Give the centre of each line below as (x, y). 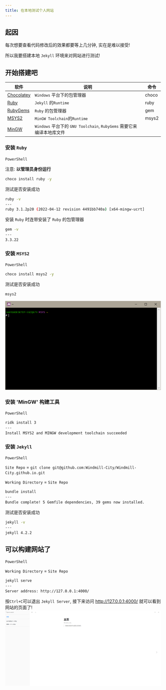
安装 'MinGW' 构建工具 (33, 402)
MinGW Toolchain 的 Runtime (61, 118)
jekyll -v (15, 522)
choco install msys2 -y (30, 274)
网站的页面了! (19, 607)
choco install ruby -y (28, 179)
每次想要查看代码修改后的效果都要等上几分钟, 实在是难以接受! (67, 45)
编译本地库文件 (50, 132)
